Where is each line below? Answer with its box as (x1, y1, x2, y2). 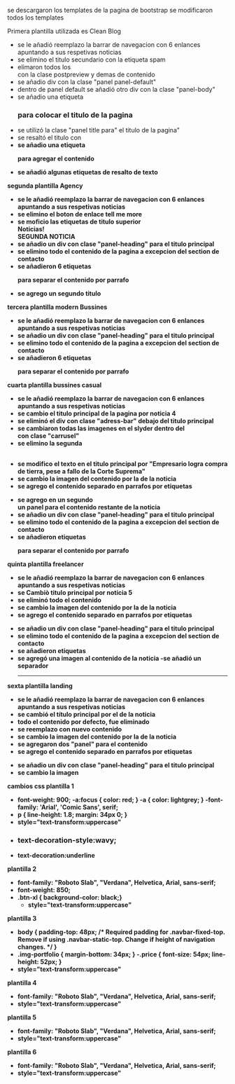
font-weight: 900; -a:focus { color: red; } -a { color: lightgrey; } (17, 795, 204, 804)
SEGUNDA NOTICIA (17, 233, 76, 241)
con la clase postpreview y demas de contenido (17, 70, 155, 78)
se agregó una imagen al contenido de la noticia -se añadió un (17, 654, 201, 662)
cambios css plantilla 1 (7, 781, 75, 790)
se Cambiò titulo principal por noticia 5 (17, 588, 133, 596)
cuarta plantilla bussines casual (7, 381, 102, 390)
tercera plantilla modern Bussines (7, 303, 108, 311)
